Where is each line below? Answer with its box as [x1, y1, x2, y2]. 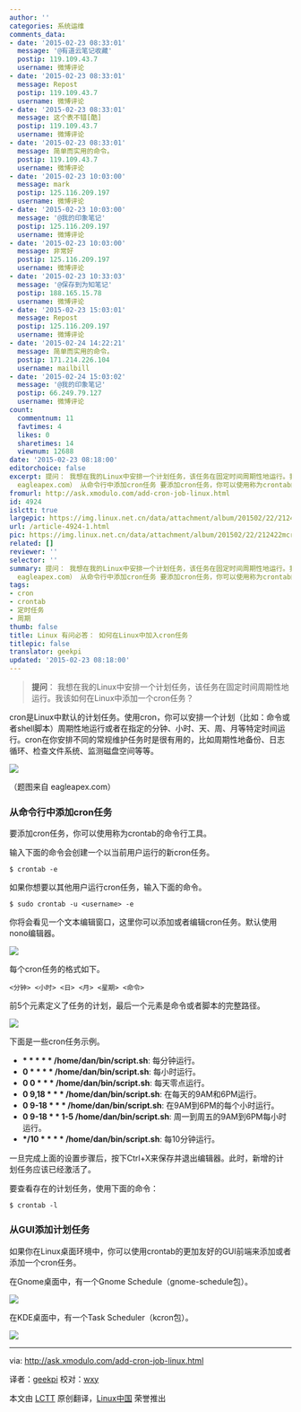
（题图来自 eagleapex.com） [9, 782, 116, 792]
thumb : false [9, 622, 58, 631]
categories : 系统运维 [9, 22, 85, 31]
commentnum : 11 [17, 414, 74, 423]
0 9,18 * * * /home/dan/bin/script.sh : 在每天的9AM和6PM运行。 [21, 1089, 262, 1100]
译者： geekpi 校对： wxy [9, 1373, 99, 1384]
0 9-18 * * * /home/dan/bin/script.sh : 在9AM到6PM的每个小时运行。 [21, 1101, 279, 1111]
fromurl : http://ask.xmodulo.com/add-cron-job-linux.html [9, 488, 230, 498]
